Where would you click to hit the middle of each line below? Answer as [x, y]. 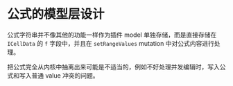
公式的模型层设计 [56, 14]
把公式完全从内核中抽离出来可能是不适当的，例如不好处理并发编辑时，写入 [113, 67]
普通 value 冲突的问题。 [65, 75]
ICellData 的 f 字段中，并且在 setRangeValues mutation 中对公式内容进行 [111, 43]
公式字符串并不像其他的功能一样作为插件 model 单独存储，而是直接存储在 [112, 35]
